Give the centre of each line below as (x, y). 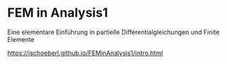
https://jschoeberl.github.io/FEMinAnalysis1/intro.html (85, 53)
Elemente (21, 39)
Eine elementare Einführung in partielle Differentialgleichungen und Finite (114, 32)
